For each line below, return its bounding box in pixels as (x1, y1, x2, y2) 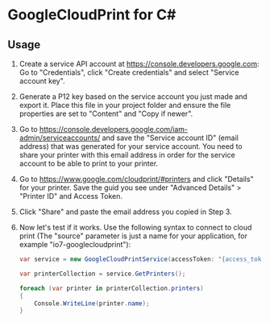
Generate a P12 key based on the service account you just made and (19, 92, 247, 101)
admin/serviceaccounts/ (19, 133, 101, 142)
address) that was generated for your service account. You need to (19, 142, 243, 151)
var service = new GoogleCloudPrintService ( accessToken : (19, 255, 215, 263)
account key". (19, 76, 65, 85)
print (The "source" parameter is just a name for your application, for (19, 231, 247, 241)
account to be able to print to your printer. (19, 159, 159, 168)
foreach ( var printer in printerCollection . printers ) (19, 284, 204, 292)
